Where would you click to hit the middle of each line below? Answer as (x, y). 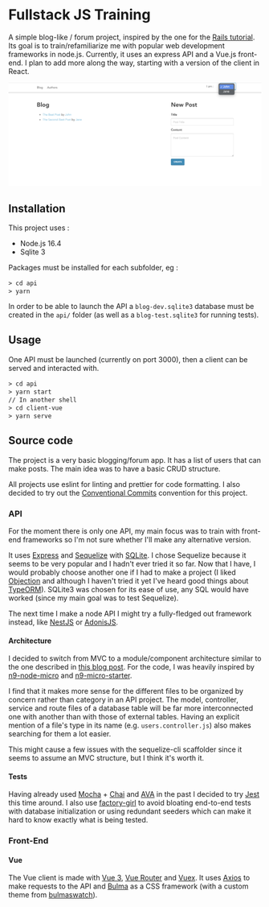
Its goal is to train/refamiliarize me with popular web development (116, 45)
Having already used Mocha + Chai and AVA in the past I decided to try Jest (134, 794)
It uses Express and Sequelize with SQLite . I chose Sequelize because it (127, 555)
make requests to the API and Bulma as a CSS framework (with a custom (128, 886)
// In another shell (43, 400)
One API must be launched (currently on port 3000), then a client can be (128, 359)
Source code (41, 441)
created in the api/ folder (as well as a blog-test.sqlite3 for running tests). (134, 315)
